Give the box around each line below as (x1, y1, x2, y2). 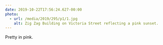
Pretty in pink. (5, 34, 33, 40)
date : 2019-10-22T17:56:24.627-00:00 (5, 7, 82, 12)
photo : (5, 12, 19, 17)
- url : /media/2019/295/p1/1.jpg (9, 16, 78, 21)
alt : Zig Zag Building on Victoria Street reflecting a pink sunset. (14, 21, 159, 26)
